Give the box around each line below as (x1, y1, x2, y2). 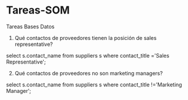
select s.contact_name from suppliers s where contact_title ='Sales (6, 52, 170, 59)
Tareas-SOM (6, 4, 70, 17)
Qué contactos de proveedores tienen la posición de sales (14, 34, 157, 41)
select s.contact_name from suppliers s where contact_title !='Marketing (6, 81, 182, 88)
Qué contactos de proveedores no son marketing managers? (14, 69, 163, 76)
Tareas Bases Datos (6, 23, 55, 30)
